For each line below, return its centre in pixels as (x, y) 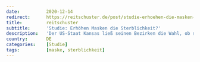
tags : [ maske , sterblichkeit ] (56, 50)
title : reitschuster (42, 22)
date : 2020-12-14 (40, 12)
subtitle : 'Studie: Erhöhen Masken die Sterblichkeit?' (84, 28)
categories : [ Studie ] (37, 45)
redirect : (18, 17)
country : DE (29, 39)
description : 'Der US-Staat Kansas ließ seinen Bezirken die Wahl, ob (98, 34)
